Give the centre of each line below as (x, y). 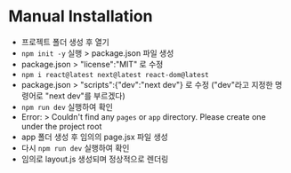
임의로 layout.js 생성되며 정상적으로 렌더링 (95, 159)
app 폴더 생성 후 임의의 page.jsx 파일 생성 (94, 137)
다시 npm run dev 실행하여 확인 (75, 147)
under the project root (61, 126)
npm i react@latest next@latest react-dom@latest (115, 75)
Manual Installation (81, 16)
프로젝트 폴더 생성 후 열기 (65, 42)
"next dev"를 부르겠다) (85, 96)
